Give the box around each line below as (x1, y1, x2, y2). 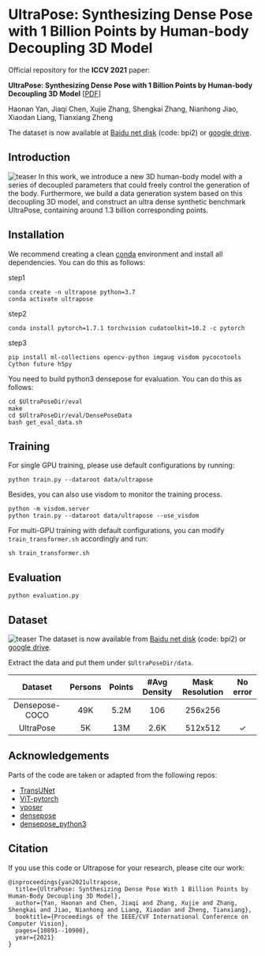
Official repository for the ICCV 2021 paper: (8, 65, 150, 74)
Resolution (182, 687, 224, 697)
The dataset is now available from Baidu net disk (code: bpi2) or (38, 634, 247, 643)
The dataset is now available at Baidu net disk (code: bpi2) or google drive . (8, 128, 252, 137)
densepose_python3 (19, 819, 87, 828)
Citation (8, 842, 49, 856)
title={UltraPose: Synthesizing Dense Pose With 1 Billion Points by (15, 885, 248, 893)
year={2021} (15, 933, 55, 941)
